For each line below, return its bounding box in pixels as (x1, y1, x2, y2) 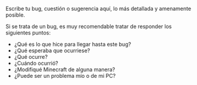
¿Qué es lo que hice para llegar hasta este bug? (14, 41, 132, 48)
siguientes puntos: (5, 29, 51, 36)
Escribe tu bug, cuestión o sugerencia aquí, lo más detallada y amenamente (5, 5, 192, 12)
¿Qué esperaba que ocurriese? (14, 47, 90, 54)
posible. (5, 11, 25, 18)
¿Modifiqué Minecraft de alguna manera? (14, 66, 115, 73)
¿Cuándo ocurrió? (14, 59, 59, 67)
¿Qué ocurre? (14, 53, 48, 60)
